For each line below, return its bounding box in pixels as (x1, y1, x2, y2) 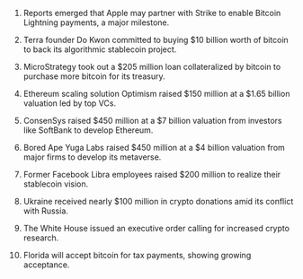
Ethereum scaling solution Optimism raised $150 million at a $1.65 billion (22, 89, 290, 99)
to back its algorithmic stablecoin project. (22, 44, 177, 55)
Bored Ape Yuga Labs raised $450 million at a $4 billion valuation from (22, 143, 286, 153)
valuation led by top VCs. (22, 98, 116, 109)
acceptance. (22, 259, 70, 270)
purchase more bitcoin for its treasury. (22, 71, 165, 82)
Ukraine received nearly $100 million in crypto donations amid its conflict (22, 196, 294, 206)
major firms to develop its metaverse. (22, 152, 162, 162)
